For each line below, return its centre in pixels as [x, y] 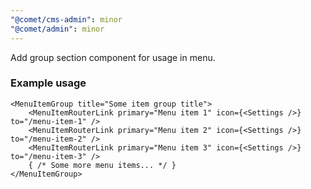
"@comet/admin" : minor [57, 29]
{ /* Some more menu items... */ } [102, 165]
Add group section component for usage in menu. [113, 57]
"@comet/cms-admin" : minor [66, 19]
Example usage [48, 83]
